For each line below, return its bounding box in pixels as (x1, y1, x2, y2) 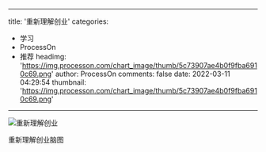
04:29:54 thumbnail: (19, 78, 87, 87)
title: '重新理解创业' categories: (8, 17, 109, 26)
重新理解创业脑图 (8, 135, 64, 144)
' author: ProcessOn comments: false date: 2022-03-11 (51, 69, 231, 78)
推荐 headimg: (19, 52, 67, 61)
